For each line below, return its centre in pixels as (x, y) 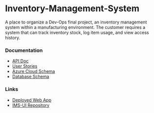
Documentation (24, 50)
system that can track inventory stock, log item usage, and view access (77, 32)
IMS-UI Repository (31, 105)
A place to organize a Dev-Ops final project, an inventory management (76, 22)
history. (13, 38)
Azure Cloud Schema (33, 71)
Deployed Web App (32, 100)
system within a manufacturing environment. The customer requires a (75, 27)
